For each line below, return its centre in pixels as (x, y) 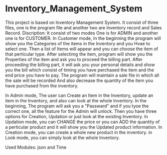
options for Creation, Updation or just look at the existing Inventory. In (77, 116)
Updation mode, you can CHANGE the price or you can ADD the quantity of (83, 122)
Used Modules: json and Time (36, 147)
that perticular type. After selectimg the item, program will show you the (79, 54)
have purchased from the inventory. (42, 85)
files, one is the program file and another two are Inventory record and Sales (83, 27)
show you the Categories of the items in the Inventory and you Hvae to (78, 43)
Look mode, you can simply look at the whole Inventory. (63, 138)
